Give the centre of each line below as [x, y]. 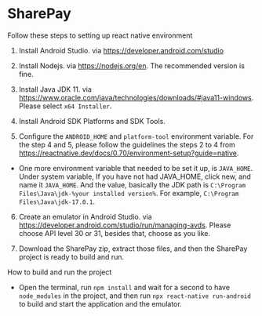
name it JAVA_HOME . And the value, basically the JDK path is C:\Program [132, 184]
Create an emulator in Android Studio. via [85, 216]
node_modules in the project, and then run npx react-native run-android [135, 296]
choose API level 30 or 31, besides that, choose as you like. [115, 233]
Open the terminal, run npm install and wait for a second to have [124, 287]
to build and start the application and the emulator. [100, 303]
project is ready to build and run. [71, 256]
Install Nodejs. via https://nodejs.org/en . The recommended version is [131, 65]
